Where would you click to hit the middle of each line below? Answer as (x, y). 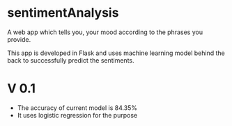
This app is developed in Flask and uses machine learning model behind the (116, 53)
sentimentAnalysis (63, 13)
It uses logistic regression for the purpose (77, 115)
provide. (19, 39)
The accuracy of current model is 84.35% (77, 108)
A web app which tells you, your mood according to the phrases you (105, 32)
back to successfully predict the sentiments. (71, 60)
